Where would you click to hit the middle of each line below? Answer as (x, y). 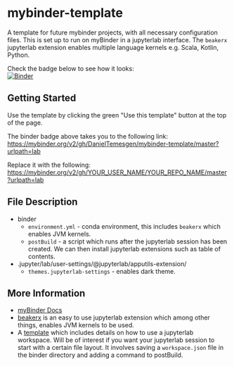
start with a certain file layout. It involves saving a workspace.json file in (121, 348)
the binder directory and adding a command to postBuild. (100, 355)
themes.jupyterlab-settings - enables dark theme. (102, 271)
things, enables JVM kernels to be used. (76, 325)
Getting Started (42, 98)
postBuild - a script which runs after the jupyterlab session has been (128, 241)
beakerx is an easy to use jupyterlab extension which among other (114, 317)
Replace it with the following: (49, 165)
